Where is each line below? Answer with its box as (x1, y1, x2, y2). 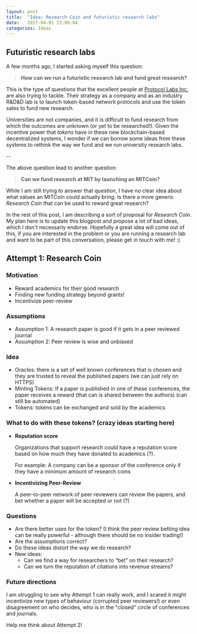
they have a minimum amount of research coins (14, 468, 131, 475)
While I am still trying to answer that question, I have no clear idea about (6, 187, 182, 194)
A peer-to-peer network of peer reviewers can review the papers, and (14, 491, 185, 498)
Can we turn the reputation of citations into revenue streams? (23, 563, 173, 570)
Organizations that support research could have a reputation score (14, 443, 177, 450)
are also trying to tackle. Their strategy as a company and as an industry (6, 92, 183, 99)
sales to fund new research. (6, 105, 74, 112)
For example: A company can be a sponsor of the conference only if (14, 461, 181, 468)
